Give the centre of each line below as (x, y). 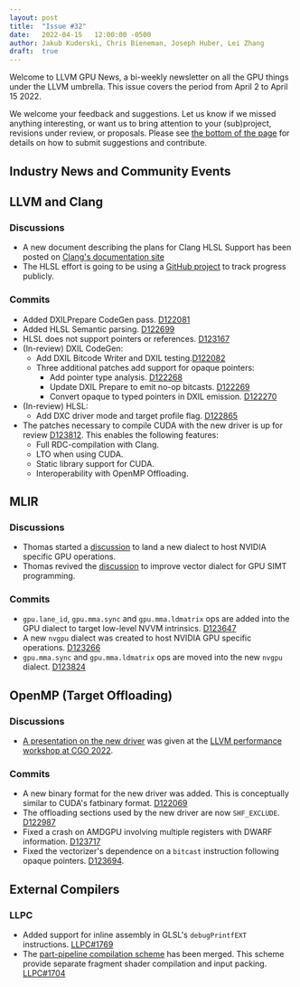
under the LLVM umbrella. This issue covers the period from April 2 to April (149, 87)
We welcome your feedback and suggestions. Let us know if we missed (143, 114)
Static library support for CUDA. (95, 463)
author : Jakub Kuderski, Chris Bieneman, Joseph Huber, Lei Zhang (137, 43)
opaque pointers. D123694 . (73, 861)
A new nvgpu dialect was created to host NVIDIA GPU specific (137, 638)
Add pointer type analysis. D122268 (116, 377)
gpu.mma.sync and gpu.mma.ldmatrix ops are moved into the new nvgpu (152, 658)
